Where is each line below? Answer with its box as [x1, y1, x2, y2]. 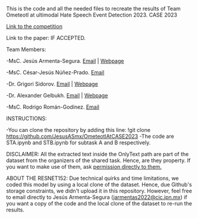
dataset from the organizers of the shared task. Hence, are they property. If [6, 157, 191, 164]
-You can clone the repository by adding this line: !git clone [6, 127, 150, 133]
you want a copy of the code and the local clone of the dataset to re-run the [6, 200, 192, 207]
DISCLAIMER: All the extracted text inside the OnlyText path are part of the [6, 151, 189, 157]
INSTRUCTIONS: [6, 115, 47, 122]
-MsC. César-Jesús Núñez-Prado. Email [6, 69, 105, 76]
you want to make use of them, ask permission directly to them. [6, 163, 162, 170]
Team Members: [6, 46, 46, 53]
